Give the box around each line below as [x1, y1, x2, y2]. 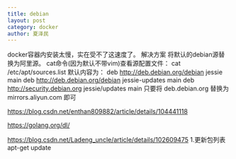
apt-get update [7, 143, 52, 152]
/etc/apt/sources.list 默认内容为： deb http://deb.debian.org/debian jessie [7, 68, 223, 76]
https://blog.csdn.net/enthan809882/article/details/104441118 [7, 107, 188, 116]
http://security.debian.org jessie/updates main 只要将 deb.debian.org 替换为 [7, 84, 229, 93]
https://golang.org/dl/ [7, 121, 70, 129]
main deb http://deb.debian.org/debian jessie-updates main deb [7, 76, 195, 85]
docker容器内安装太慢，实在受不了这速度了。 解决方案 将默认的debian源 [7, 50, 219, 59]
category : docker [7, 23, 59, 30]
